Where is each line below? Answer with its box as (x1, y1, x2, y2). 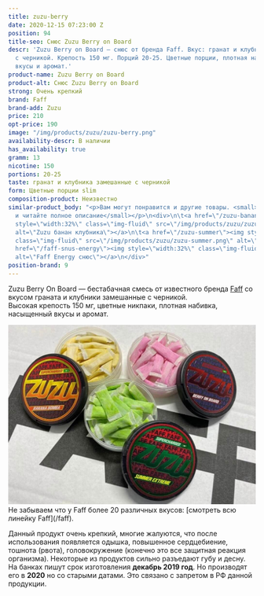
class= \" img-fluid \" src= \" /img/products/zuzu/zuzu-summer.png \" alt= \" (15, 237, 258, 245)
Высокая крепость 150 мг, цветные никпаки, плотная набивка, (8, 300, 218, 310)
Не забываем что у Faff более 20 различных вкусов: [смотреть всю (8, 505, 237, 514)
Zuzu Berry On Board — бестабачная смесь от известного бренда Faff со (8, 284, 254, 293)
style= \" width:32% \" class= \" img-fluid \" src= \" (15, 220, 178, 228)
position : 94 (8, 29, 51, 37)
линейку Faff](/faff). (8, 513, 75, 523)
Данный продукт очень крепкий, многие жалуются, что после (8, 528, 218, 538)
